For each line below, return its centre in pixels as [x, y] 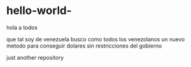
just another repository [35, 57]
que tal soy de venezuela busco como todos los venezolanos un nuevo [95, 39]
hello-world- [39, 11]
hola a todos [22, 27]
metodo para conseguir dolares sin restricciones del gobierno [84, 46]
